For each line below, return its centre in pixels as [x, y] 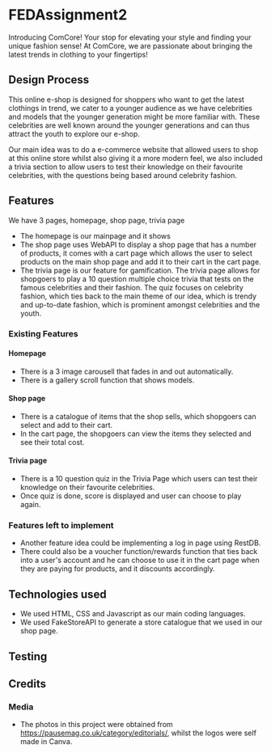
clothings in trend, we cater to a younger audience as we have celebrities [130, 108]
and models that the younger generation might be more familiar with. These [134, 116]
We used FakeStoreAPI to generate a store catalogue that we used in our [141, 622]
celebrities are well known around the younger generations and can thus [129, 125]
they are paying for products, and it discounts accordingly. [118, 569]
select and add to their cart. [66, 425]
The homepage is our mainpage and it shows [95, 235]
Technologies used [57, 594]
